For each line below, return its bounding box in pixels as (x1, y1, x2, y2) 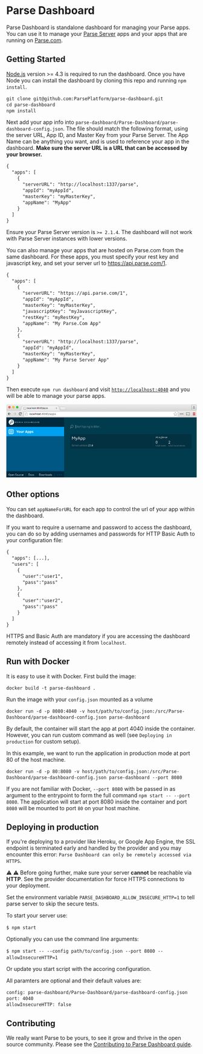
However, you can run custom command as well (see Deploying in (6, 731, 172, 739)
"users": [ (11, 561, 39, 567)
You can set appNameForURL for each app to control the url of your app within (6, 505, 195, 512)
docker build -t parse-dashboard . (6, 685, 96, 691)
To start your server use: (6, 912, 68, 919)
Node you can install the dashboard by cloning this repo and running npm (6, 76, 187, 84)
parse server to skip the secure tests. (6, 900, 99, 907)
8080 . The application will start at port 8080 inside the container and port (6, 798, 187, 805)
